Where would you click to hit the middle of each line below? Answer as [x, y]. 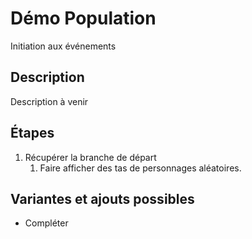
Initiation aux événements [63, 46]
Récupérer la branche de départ [90, 157]
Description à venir [49, 101]
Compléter [46, 223]
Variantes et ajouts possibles [102, 198]
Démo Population [83, 18]
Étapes [32, 133]
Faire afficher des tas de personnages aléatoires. [140, 168]
